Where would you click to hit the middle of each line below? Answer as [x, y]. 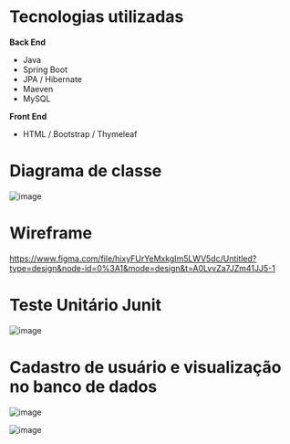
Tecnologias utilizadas [97, 17]
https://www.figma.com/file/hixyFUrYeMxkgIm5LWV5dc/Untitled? [133, 259]
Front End [28, 116]
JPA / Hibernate [52, 79]
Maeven [38, 89]
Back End [28, 42]
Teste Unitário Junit [86, 305]
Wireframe [51, 233]
